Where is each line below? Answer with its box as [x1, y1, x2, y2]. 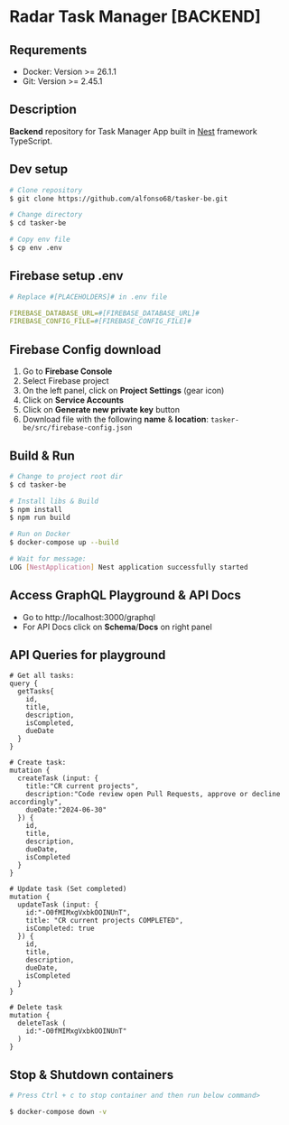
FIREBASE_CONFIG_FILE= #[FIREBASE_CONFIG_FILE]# [9, 317, 192, 326]
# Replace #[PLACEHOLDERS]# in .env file [9, 292, 168, 302]
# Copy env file [9, 235, 70, 245]
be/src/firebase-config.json [22, 423, 133, 432]
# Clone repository [9, 185, 83, 195]
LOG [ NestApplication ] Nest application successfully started [9, 562, 248, 572]
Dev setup [9, 162, 69, 177]
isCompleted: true [25, 924, 95, 934]
